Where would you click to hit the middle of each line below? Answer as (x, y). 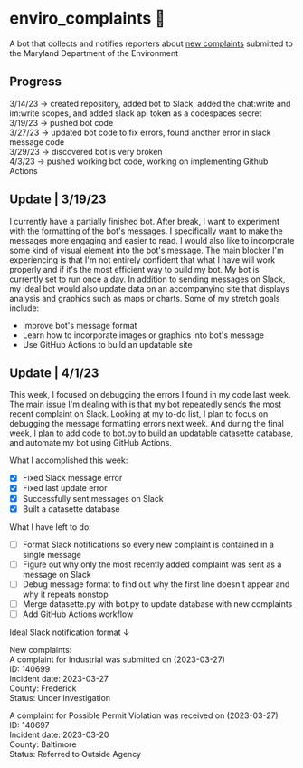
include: (24, 308)
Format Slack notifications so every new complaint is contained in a (148, 544)
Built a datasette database (71, 509)
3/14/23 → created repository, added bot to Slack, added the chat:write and (150, 103)
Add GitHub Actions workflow (78, 614)
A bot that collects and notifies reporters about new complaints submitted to (151, 43)
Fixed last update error (65, 488)
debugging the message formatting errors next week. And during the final (147, 424)
